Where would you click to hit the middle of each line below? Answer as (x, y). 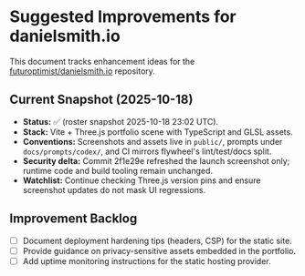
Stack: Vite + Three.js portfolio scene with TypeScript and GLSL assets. (158, 132)
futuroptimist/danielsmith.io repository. (82, 71)
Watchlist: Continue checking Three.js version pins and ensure (142, 180)
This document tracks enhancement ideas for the (102, 61)
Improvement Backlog (74, 219)
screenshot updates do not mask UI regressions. (114, 189)
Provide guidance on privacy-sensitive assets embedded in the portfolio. (159, 250)
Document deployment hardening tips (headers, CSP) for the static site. (157, 240)
